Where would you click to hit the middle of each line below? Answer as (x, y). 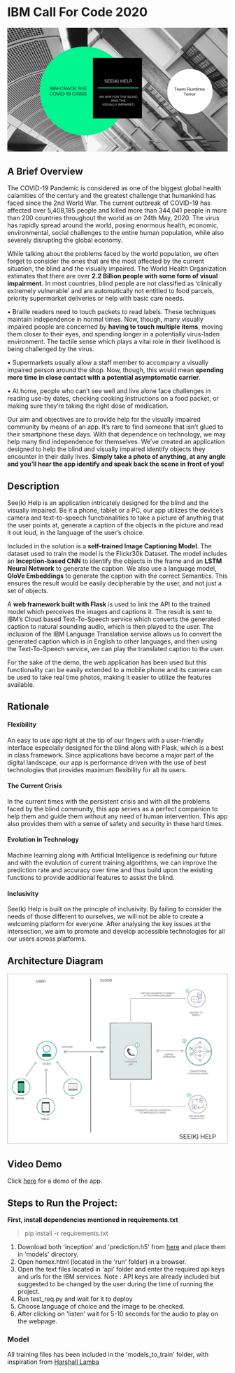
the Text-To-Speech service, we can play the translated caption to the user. (116, 649)
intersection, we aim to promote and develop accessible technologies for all (116, 932)
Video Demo (35, 1164)
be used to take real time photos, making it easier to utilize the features (109, 677)
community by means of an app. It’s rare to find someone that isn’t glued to (115, 427)
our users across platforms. (47, 939)
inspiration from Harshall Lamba (53, 1362)
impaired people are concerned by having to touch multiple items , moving (115, 327)
